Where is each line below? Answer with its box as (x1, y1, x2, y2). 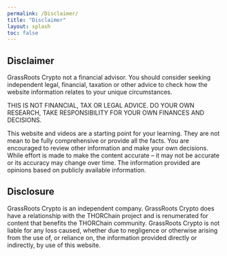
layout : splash (7, 23, 51, 30)
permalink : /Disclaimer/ (7, 10, 79, 17)
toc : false (7, 29, 39, 37)
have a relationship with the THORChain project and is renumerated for (7, 211, 209, 219)
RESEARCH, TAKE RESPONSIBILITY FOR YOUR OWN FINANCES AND (7, 108, 205, 117)
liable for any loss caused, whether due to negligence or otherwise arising (7, 226, 218, 235)
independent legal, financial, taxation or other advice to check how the (7, 81, 208, 89)
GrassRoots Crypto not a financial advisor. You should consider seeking (7, 73, 211, 81)
